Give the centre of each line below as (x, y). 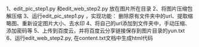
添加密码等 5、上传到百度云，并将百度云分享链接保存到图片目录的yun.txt (96, 31)
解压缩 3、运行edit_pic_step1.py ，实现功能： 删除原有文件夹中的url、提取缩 (99, 16)
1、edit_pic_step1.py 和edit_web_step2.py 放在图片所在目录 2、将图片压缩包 (99, 9)
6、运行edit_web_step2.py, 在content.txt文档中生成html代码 (80, 38)
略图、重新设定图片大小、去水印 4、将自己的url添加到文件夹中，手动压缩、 (98, 23)
